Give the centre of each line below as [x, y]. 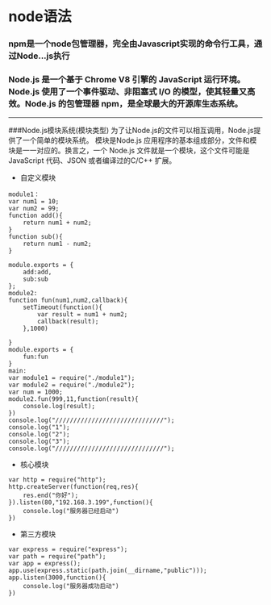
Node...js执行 [43, 56]
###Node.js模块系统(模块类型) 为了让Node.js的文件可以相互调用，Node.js [131, 131]
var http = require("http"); [57, 480]
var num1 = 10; [34, 202]
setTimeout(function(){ [63, 307]
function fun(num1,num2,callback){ [68, 300]
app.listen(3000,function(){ [57, 578]
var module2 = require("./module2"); [72, 385]
